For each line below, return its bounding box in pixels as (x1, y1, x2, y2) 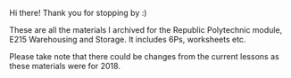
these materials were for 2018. (9, 61, 121, 71)
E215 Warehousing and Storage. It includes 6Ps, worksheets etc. (9, 35, 246, 44)
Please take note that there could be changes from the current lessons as (9, 51, 279, 61)
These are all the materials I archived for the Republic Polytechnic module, (9, 25, 283, 35)
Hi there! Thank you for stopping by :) (9, 8, 147, 18)
